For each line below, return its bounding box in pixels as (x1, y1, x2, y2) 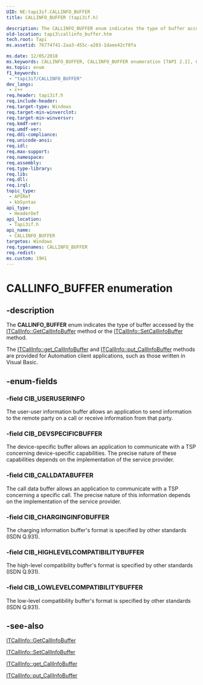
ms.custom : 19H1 (6, 255, 47, 262)
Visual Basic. (6, 359, 38, 366)
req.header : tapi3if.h (6, 92, 63, 98)
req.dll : (6, 176, 28, 183)
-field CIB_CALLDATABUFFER (6, 471, 94, 480)
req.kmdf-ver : (6, 120, 42, 127)
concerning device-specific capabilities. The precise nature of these (6, 449, 177, 457)
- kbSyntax (8, 199, 36, 205)
